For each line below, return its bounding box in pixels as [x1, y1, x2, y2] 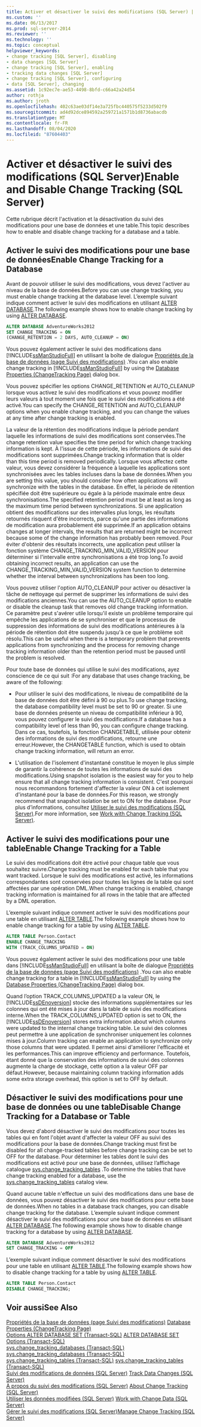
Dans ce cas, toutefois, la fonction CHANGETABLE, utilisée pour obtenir [14, 728, 191, 736]
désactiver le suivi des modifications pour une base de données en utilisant [6, 1215, 193, 1223]
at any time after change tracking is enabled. [6, 414, 117, 422]
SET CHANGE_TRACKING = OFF [6, 1245, 74, 1251]
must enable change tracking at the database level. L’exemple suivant [6, 293, 178, 300]
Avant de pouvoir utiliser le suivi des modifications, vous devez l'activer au [6, 280, 190, 287]
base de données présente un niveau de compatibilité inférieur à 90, [14, 709, 184, 716]
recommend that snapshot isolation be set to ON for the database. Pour [14, 797, 191, 805]
